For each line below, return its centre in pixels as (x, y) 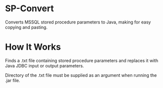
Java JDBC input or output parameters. (45, 66)
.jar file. (13, 80)
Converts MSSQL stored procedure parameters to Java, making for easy (78, 22)
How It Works (33, 47)
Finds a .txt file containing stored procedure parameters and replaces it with (81, 60)
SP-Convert (29, 9)
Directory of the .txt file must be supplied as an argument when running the (81, 75)
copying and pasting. (26, 27)
